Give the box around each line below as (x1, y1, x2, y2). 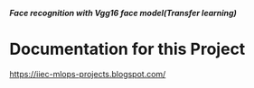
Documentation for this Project (9, 40, 246, 59)
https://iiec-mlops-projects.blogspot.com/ (9, 68, 166, 79)
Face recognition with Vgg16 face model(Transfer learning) (9, 8, 238, 18)
